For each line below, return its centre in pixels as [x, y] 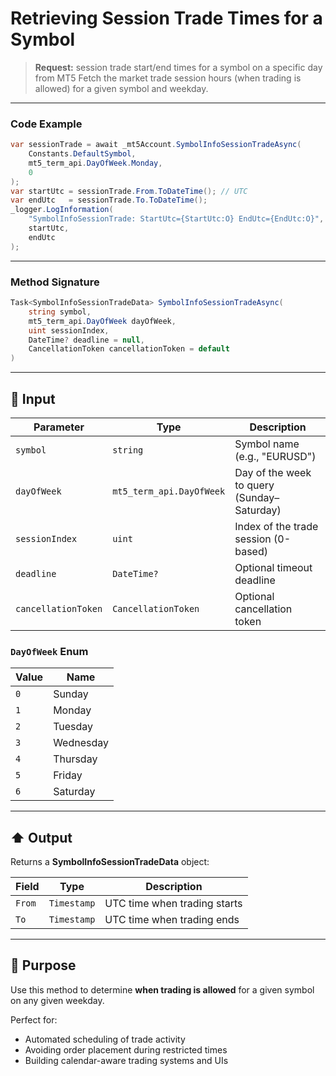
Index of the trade [276, 526]
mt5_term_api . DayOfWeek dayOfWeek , [102, 321]
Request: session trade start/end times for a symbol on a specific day [178, 67]
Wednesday [81, 743]
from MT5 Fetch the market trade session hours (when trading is [168, 78]
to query [254, 485]
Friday [68, 775]
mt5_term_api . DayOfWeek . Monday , [95, 163]
